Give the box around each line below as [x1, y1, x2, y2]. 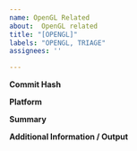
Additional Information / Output [9, 131, 128, 142]
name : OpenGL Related [9, 13, 90, 22]
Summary [9, 114, 47, 125]
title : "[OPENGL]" [9, 30, 78, 39]
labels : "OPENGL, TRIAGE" [9, 38, 106, 48]
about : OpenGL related [9, 22, 98, 31]
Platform [9, 96, 43, 108]
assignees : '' [9, 47, 63, 56]
